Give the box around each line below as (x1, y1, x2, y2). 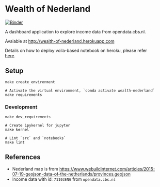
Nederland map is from (12, 166, 58, 171)
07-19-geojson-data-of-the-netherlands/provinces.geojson (12, 171, 131, 177)
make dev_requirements (5, 115, 51, 120)
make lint (5, 140, 25, 145)
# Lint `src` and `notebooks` (5, 136, 66, 141)
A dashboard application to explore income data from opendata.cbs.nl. (5, 29, 146, 34)
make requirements (5, 92, 42, 97)
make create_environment (5, 79, 55, 84)
